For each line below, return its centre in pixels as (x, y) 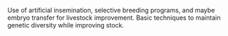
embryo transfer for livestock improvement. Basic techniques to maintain (114, 18)
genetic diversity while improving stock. (66, 25)
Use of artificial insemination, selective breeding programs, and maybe (111, 10)
